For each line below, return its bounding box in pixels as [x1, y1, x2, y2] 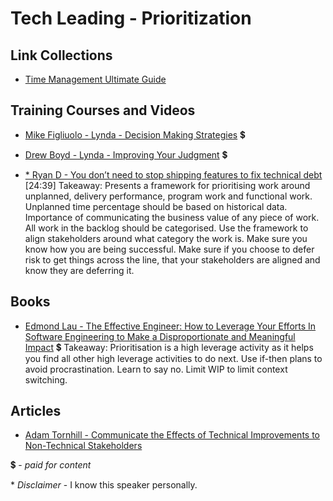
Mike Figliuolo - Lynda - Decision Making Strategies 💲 [24, 128, 246, 141]
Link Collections [10, 47, 113, 64]
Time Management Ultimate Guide [24, 73, 167, 85]
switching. [24, 373, 68, 386]
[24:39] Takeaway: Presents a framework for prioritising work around [24, 179, 311, 191]
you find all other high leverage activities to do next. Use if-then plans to [24, 352, 323, 364]
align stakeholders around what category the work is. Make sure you [24, 232, 308, 244]
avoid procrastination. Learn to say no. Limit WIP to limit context [24, 363, 288, 375]
